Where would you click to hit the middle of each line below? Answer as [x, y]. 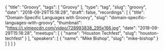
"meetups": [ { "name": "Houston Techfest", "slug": [85, 33]
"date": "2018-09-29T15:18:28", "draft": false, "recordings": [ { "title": [75, 12]
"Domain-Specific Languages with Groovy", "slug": [57, 17]
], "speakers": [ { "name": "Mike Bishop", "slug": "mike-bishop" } [93, 38]
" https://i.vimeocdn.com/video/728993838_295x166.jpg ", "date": [71, 28]
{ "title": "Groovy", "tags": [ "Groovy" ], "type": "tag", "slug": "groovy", [76, 7]
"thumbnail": [69, 23]
